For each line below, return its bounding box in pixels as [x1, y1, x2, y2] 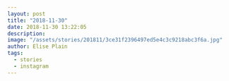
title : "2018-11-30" [7, 17, 69, 24]
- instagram [13, 63, 49, 70]
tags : [7, 50, 23, 57]
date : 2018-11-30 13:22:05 [7, 23, 87, 30]
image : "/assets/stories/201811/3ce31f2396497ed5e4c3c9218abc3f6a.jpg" [7, 37, 223, 44]
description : [7, 30, 46, 37]
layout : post [7, 10, 46, 18]
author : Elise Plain [7, 43, 69, 50]
